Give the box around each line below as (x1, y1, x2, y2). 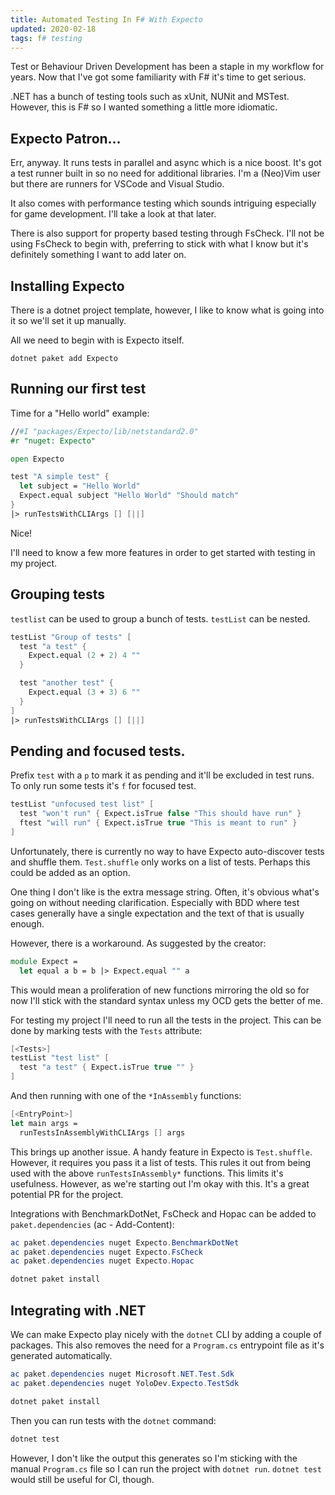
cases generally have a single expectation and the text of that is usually (10, 907, 305, 919)
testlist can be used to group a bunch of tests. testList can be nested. (10, 612, 311, 625)
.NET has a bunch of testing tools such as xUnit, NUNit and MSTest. (10, 91, 290, 103)
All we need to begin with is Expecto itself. (10, 334, 185, 346)
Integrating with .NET (10, 1302, 147, 1319)
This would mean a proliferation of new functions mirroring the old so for (10, 984, 310, 996)
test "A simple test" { (10, 472, 110, 482)
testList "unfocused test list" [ (10, 799, 155, 810)
